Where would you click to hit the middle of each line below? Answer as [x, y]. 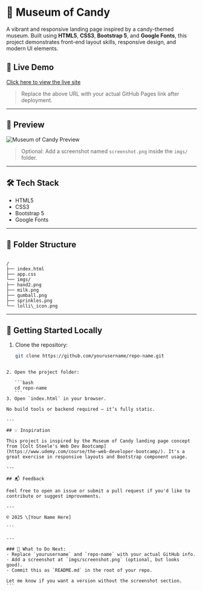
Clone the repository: [41, 345]
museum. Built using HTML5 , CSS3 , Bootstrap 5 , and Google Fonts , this [97, 35]
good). [14, 565]
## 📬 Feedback [25, 478]
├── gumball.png [27, 296]
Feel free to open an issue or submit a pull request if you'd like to [98, 491]
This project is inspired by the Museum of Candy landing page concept [98, 441]
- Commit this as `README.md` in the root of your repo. [79, 570]
